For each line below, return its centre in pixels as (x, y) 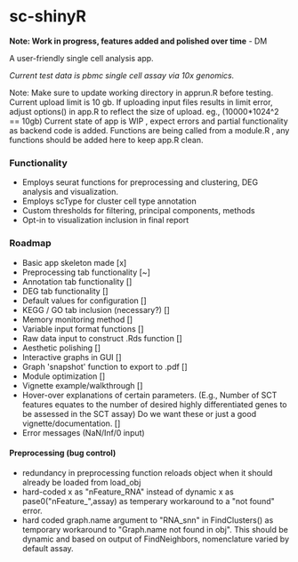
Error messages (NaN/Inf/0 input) (83, 432)
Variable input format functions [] (83, 329)
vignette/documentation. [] (71, 423)
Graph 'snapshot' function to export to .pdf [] (105, 366)
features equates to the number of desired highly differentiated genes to (154, 404)
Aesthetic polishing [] (61, 348)
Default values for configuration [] (84, 301)
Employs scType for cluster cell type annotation (109, 201)
